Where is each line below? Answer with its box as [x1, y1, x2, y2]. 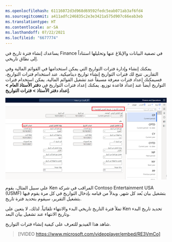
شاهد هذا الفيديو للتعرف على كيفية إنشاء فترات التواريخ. [5, 221, 111, 227]
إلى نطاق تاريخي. [5, 55, 38, 62]
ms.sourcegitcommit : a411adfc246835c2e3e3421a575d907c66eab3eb [5, 13, 143, 19]
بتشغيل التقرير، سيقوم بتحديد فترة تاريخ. [5, 195, 82, 201]
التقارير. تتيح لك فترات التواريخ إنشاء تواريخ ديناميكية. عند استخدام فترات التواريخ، [5, 71, 159, 77]
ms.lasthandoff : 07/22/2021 [5, 30, 66, 35]
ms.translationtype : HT [5, 19, 56, 24]
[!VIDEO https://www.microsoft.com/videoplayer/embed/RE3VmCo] [17, 231, 161, 237]
